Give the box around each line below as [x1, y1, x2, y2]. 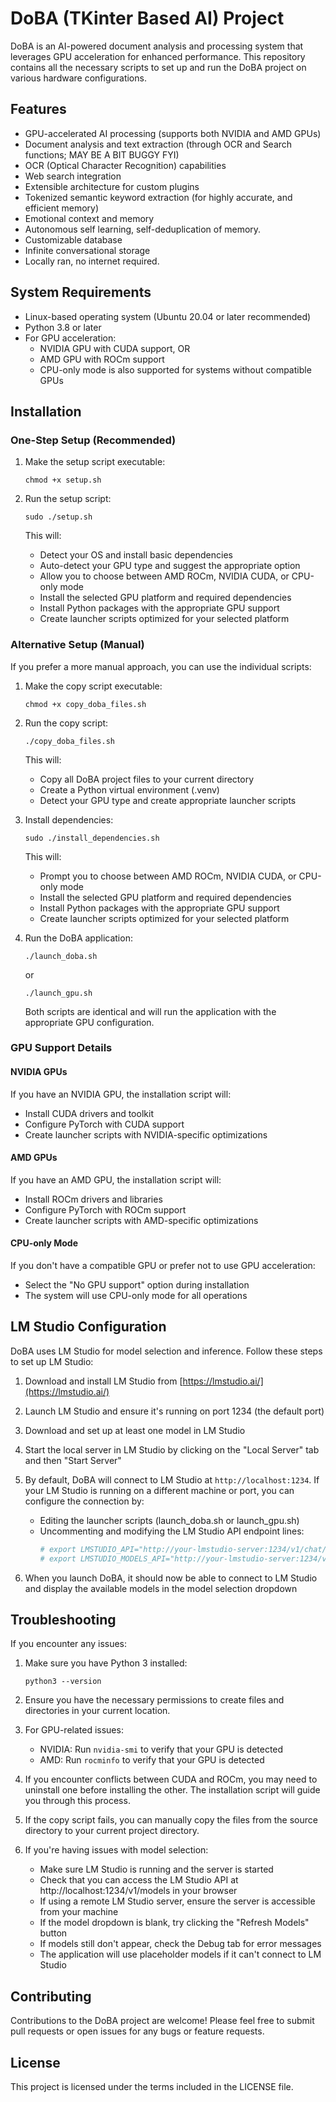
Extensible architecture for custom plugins [24, 180, 200, 192]
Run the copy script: [24, 717, 109, 729]
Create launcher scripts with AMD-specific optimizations [24, 1214, 259, 1226]
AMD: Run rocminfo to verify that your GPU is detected [39, 1754, 265, 1766]
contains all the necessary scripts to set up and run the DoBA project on [10, 61, 307, 73]
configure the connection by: [24, 1495, 145, 1507]
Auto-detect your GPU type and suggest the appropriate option [39, 560, 301, 572]
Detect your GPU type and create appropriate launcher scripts [39, 794, 297, 806]
